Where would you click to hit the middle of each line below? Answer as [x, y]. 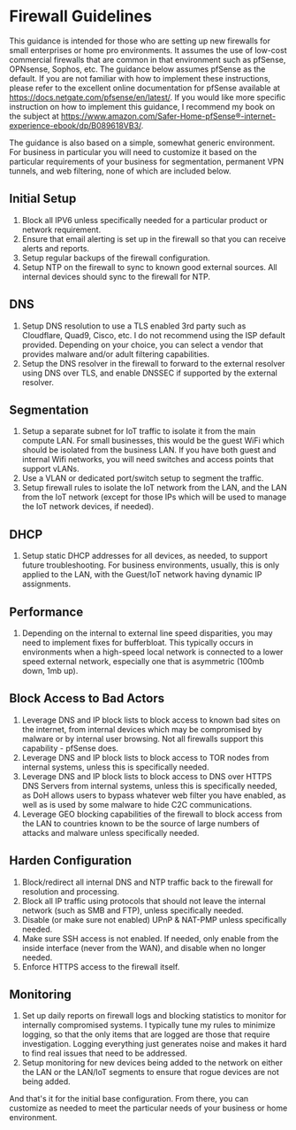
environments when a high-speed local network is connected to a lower [152, 652]
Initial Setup [43, 199]
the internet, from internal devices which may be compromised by [142, 729]
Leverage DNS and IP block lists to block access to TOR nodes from [145, 757]
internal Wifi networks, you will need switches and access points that [148, 460]
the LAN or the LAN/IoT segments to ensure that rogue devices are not [151, 1072]
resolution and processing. [70, 891]
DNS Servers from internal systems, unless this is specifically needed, [150, 786]
